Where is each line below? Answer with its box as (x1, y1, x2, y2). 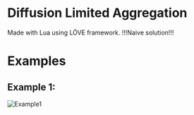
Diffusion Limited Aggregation (7, 5, 188, 21)
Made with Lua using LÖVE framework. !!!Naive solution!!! (7, 28, 174, 37)
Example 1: (7, 81, 56, 93)
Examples (7, 53, 66, 69)
